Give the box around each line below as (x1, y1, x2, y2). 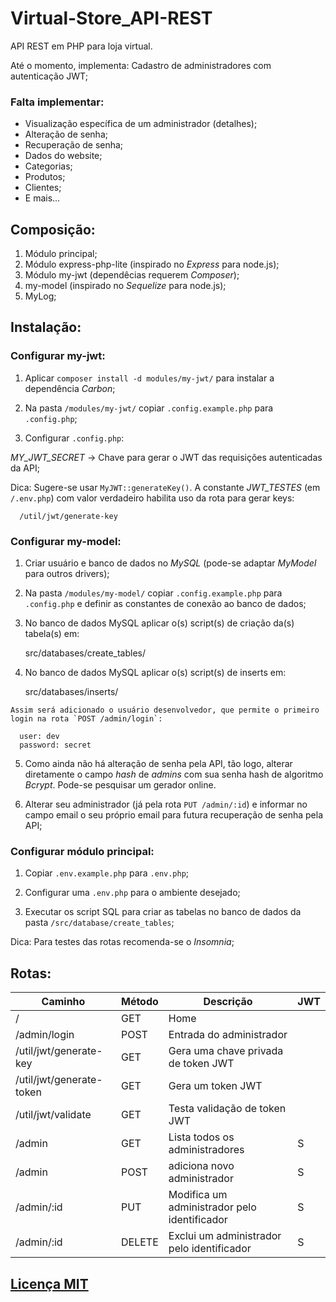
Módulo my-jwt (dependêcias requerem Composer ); (24, 269, 240, 281)
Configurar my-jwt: (10, 349, 106, 363)
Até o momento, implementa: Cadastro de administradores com (10, 59, 272, 71)
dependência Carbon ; (24, 382, 116, 394)
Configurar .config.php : (24, 432, 125, 444)
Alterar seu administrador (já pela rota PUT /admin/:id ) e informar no (24, 798, 308, 811)
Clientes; (24, 182, 62, 194)
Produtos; (24, 171, 66, 183)
